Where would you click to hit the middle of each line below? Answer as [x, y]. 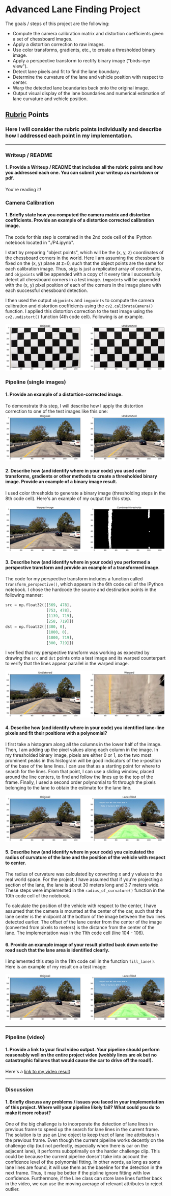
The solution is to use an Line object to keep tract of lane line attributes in [82, 1135]
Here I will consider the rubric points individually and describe [83, 129]
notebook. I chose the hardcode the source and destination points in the [81, 590]
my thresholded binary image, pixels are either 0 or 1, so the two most [78, 755]
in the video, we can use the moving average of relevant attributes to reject [84, 1184]
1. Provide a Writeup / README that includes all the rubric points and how [84, 167]
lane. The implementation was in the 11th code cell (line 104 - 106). [75, 933]
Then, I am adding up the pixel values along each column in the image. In [82, 750]
